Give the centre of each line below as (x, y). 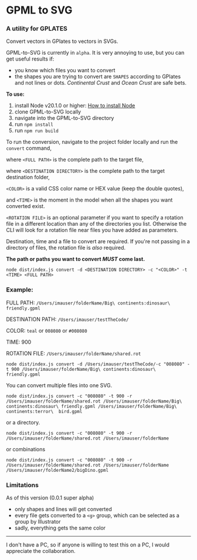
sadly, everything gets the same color (60, 528)
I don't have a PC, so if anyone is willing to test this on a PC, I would (88, 545)
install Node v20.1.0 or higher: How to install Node (75, 106)
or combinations (26, 449)
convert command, (29, 148)
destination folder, (28, 177)
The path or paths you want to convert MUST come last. (76, 259)
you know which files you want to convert (65, 71)
